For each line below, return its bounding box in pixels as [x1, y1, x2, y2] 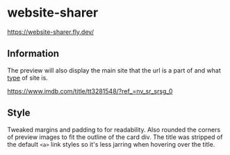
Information [7, 48, 60, 60]
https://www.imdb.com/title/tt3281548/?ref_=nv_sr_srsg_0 [7, 86, 173, 95]
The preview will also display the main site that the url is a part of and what [7, 66, 221, 74]
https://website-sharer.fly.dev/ [7, 28, 94, 36]
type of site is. [7, 73, 49, 82]
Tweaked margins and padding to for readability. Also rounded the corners [7, 125, 221, 134]
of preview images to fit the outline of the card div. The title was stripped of [7, 133, 223, 141]
